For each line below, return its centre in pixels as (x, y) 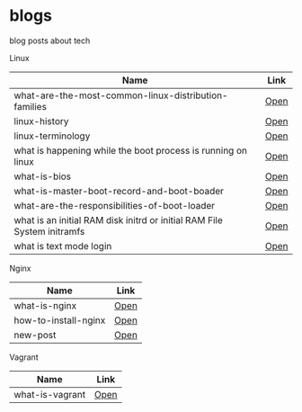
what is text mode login (63, 246)
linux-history (41, 121)
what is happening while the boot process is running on (131, 150)
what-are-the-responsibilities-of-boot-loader (115, 205)
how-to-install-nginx (60, 320)
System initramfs (49, 231)
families (31, 106)
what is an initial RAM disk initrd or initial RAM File (118, 219)
